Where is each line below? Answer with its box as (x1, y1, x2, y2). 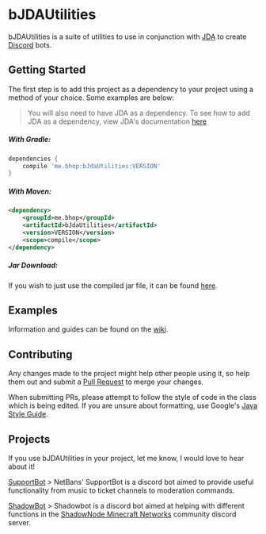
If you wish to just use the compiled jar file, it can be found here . (8, 280, 218, 290)
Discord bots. (8, 40, 52, 49)
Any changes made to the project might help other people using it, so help (8, 369, 250, 378)
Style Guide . (8, 409, 49, 419)
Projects (8, 432, 51, 446)
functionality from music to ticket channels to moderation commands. (8, 486, 235, 495)
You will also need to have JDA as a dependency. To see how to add (27, 108, 251, 117)
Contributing (8, 348, 73, 361)
